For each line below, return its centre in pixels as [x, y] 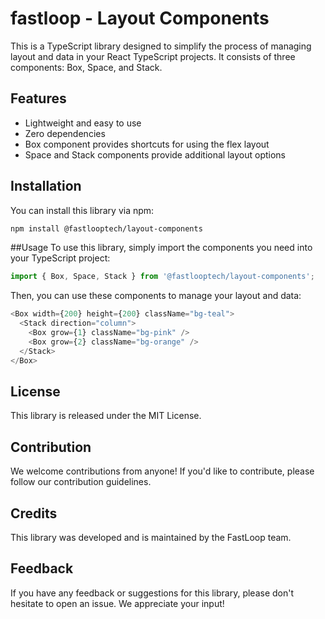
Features [38, 98]
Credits [34, 513]
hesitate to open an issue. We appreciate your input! [117, 603]
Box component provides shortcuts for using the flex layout [147, 144]
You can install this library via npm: [82, 210]
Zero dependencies [65, 133]
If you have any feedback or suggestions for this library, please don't [152, 593]
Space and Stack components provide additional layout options [155, 154]
